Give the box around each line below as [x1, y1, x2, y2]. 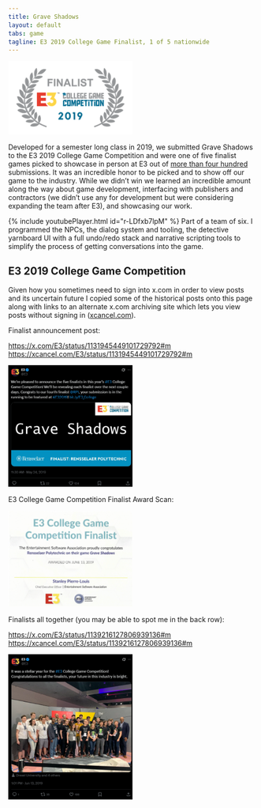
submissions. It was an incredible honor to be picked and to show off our [8, 167, 244, 177]
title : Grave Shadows [8, 13, 80, 21]
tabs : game [8, 29, 44, 37]
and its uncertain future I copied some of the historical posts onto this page [8, 293, 253, 304]
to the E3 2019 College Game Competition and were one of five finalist [8, 150, 237, 160]
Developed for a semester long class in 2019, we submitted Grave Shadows [8, 142, 254, 152]
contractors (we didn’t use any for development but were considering [8, 192, 234, 202]
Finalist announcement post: [8, 326, 101, 335]
